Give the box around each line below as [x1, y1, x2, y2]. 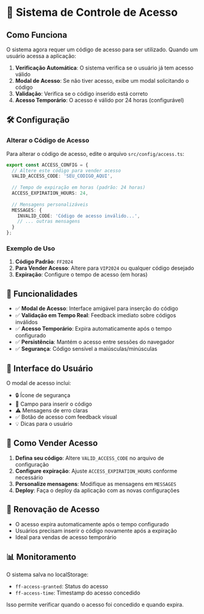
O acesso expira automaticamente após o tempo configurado [15, 520, 169, 528]
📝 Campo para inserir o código [15, 400, 93, 408]
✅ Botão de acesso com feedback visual [15, 413, 118, 420]
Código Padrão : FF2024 [15, 258, 74, 266]
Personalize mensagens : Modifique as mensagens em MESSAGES [15, 480, 177, 487]
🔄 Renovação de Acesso [6, 504, 100, 515]
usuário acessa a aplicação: [6, 52, 76, 60]
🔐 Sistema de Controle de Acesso [6, 5, 178, 19]
